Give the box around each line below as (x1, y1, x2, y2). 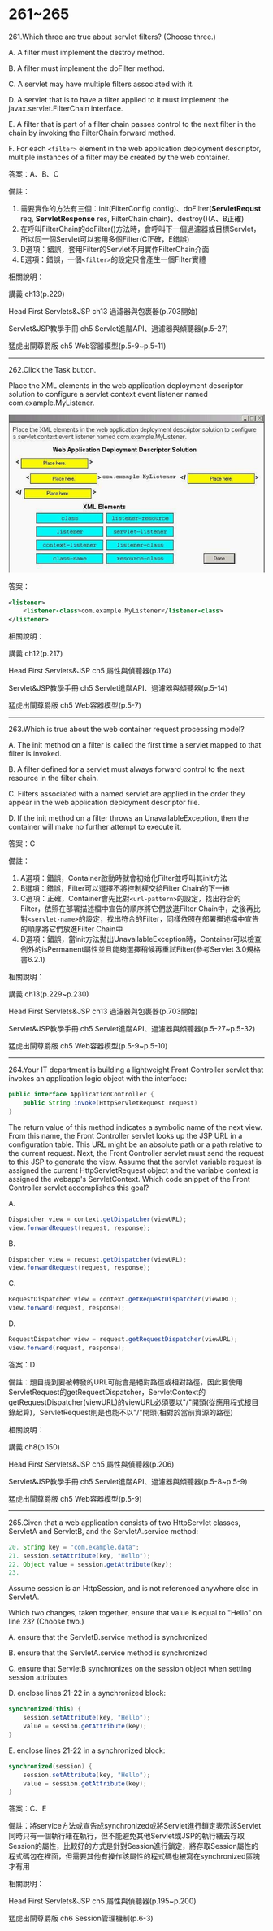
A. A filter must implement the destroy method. (8, 47, 165, 57)
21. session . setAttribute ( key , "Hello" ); (8, 1551, 151, 1560)
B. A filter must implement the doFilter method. (8, 63, 165, 73)
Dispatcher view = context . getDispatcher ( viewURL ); (8, 1215, 187, 1223)
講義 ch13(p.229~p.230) (8, 989, 89, 999)
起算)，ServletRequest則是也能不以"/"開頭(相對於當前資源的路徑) (15, 1407, 234, 1417)
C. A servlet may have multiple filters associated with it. (8, 79, 194, 89)
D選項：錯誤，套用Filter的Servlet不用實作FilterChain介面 (19, 244, 210, 254)
